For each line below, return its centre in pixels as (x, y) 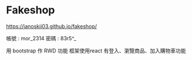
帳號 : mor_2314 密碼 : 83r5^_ (41, 38)
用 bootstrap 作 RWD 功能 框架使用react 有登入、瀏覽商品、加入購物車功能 (96, 51)
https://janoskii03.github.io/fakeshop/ (52, 26)
